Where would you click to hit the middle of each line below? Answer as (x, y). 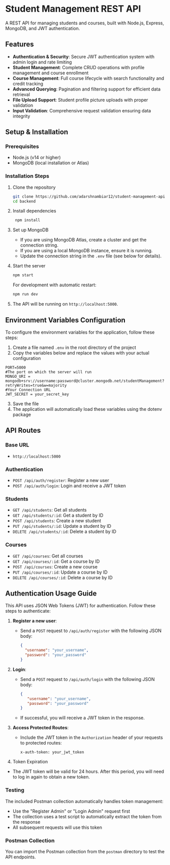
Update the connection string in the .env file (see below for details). (91, 256)
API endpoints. (21, 857)
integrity (21, 116)
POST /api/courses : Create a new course (55, 566)
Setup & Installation (37, 132)
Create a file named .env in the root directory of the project (74, 347)
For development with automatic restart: (54, 285)
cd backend (24, 201)
